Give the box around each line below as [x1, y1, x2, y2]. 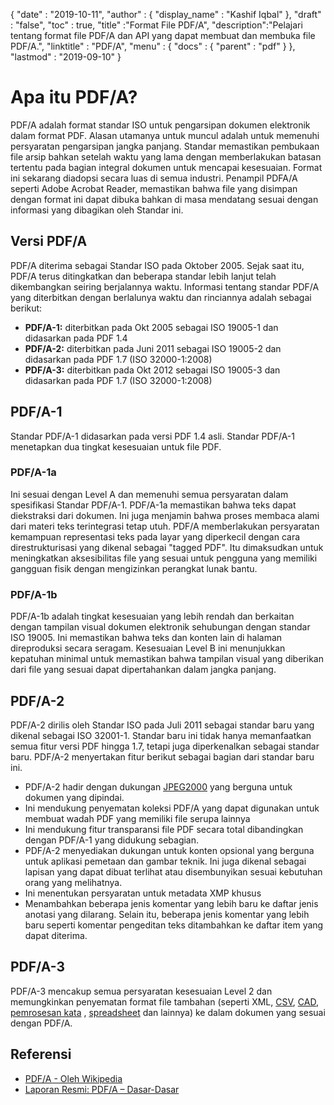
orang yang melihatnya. [24, 876, 123, 888]
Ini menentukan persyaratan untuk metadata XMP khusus [24, 887, 262, 899]
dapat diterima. [24, 929, 88, 941]
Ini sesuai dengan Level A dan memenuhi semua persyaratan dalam [10, 488, 289, 500]
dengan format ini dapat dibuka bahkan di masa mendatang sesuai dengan [10, 193, 319, 205]
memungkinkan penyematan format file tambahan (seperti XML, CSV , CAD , [10, 995, 319, 1008]
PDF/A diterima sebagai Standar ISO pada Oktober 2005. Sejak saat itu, [10, 259, 305, 271]
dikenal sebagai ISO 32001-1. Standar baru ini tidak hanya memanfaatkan [10, 729, 312, 741]
